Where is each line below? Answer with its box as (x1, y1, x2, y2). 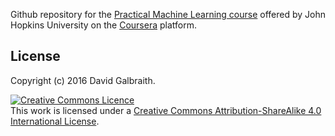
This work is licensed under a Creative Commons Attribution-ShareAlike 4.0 (10, 104, 322, 116)
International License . (10, 115, 100, 127)
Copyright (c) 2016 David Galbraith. (10, 74, 156, 86)
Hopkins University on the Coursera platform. (10, 19, 197, 31)
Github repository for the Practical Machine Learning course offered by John (10, 9, 326, 20)
